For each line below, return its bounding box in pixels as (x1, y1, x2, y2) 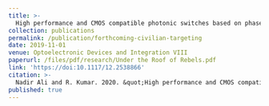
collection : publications (8, 26, 94, 34)
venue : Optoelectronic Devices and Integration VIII (8, 49, 188, 57)
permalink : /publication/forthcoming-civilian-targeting (8, 33, 203, 42)
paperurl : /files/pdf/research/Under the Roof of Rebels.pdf (8, 57, 217, 65)
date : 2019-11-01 (8, 41, 66, 49)
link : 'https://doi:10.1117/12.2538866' (8, 64, 146, 72)
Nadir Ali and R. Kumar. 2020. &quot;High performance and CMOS (15, 78, 235, 86)
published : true (8, 85, 62, 94)
